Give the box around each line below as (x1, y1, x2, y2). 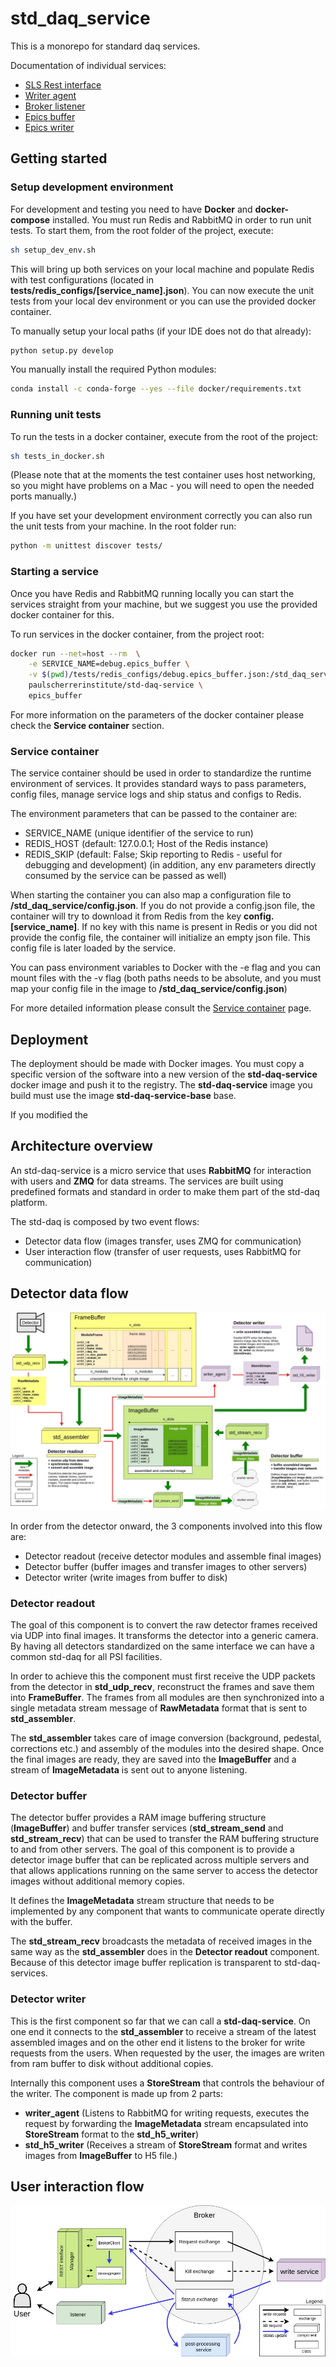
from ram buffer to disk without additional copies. (10, 2057, 214, 2069)
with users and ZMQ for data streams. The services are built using (10, 1175, 284, 1187)
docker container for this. (10, 608, 115, 621)
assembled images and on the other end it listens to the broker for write (10, 2036, 306, 2048)
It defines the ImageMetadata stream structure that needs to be (10, 1895, 275, 1907)
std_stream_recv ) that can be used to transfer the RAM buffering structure (10, 1833, 320, 1845)
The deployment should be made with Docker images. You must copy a (10, 1058, 305, 1070)
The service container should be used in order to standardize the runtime (10, 767, 312, 779)
